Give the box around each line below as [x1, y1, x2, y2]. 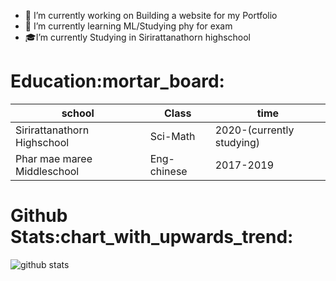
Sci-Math [149, 129, 196, 143]
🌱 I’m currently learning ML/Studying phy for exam [24, 20, 233, 32]
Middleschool [15, 164, 80, 178]
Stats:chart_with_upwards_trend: [10, 226, 294, 249]
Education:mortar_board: [10, 70, 225, 93]
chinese [149, 164, 188, 178]
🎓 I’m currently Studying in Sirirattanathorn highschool [24, 31, 252, 43]
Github [10, 205, 68, 227]
